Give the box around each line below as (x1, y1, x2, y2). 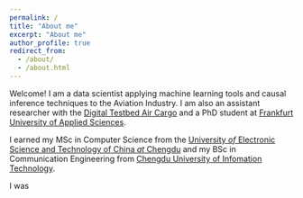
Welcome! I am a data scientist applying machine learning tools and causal (9, 87, 287, 99)
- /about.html (17, 64, 70, 73)
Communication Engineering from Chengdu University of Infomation (9, 153, 262, 164)
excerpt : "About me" (9, 30, 87, 39)
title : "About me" (9, 22, 78, 31)
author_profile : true (9, 38, 91, 48)
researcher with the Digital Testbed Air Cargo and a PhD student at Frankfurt (9, 107, 294, 118)
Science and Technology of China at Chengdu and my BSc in (9, 143, 236, 154)
